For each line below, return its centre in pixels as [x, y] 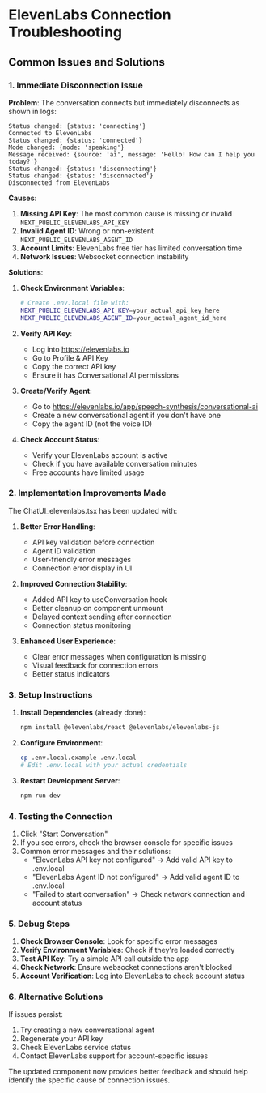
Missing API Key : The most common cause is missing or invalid [126, 213]
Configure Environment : [61, 742]
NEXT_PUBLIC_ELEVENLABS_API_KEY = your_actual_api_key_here [120, 310]
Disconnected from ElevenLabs [59, 183]
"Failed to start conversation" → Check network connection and [138, 894]
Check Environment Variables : [72, 288]
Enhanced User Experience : [68, 641]
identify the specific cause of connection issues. [89, 1080]
